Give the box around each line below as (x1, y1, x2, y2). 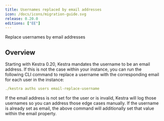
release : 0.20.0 (5, 16, 38, 21)
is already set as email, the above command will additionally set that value (5, 105, 154, 111)
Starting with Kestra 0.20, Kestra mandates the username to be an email (5, 61, 150, 67)
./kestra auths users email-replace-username (5, 86, 99, 91)
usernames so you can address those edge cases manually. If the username (5, 100, 159, 106)
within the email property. (5, 110, 57, 116)
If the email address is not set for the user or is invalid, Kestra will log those (5, 95, 157, 101)
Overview (5, 48, 36, 57)
